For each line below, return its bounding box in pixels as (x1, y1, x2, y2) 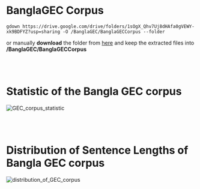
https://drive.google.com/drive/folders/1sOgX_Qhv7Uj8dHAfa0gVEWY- (22, 23, 195, 29)
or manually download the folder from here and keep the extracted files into (6, 39, 195, 46)
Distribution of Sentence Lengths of (6, 143, 189, 157)
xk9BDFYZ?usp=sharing (6, 28, 61, 35)
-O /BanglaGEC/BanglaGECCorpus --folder (62, 28, 165, 35)
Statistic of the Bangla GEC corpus (6, 85, 182, 98)
